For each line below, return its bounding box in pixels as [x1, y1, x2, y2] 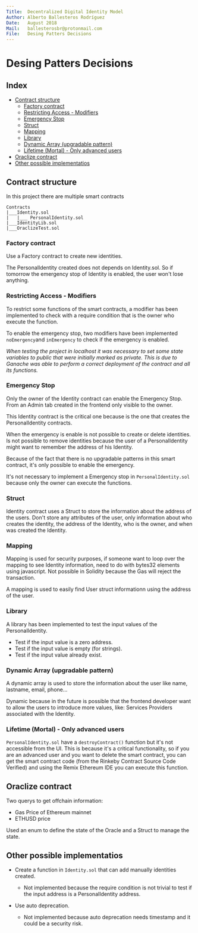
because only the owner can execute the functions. [6, 479, 132, 486]
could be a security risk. [23, 920, 83, 927]
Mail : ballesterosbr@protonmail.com [6, 25, 102, 32]
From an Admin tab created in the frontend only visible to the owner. [6, 401, 174, 408]
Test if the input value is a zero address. [14, 638, 113, 645]
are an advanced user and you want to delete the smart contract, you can [6, 752, 186, 759]
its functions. [6, 367, 39, 374]
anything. [6, 277, 30, 284]
